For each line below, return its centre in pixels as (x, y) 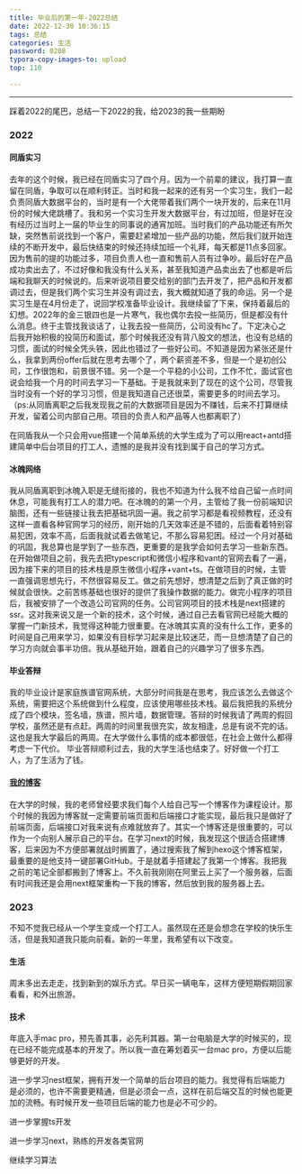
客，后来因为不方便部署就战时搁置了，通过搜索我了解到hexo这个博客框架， (148, 849)
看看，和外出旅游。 (45, 995)
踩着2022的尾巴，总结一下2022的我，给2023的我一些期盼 (117, 111)
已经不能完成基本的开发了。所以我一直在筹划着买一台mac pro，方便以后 (151, 1050)
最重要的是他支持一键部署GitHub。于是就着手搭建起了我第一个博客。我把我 (148, 860)
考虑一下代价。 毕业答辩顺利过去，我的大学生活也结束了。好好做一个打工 (144, 748)
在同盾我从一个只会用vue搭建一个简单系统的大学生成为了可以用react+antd (147, 435)
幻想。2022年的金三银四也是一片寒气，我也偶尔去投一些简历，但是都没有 (145, 315)
